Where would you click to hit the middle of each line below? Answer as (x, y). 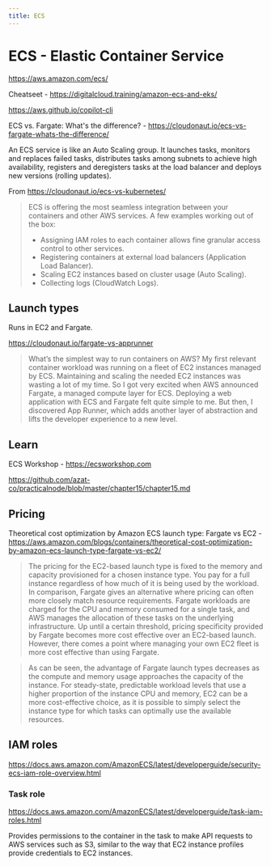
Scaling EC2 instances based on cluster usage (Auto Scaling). (143, 274)
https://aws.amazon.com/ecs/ (58, 79)
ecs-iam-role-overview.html (55, 773)
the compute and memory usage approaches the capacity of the (136, 676)
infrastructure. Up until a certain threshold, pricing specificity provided (146, 626)
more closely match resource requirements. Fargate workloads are (139, 601)
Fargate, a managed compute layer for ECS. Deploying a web (130, 393)
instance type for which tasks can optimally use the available (130, 711)
